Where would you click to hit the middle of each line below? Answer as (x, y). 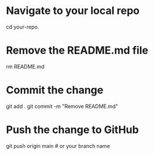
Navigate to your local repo (73, 11)
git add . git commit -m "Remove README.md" (62, 106)
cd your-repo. (23, 27)
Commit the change (55, 90)
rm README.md (25, 66)
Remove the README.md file (77, 50)
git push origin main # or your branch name (58, 146)
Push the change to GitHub (72, 130)
